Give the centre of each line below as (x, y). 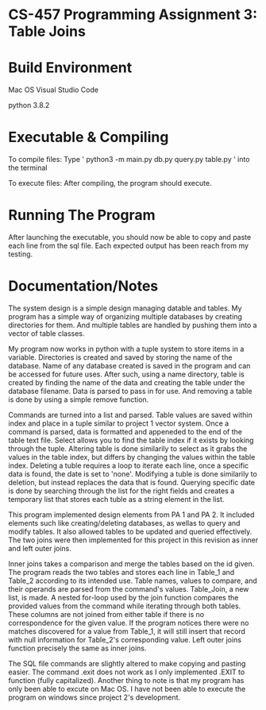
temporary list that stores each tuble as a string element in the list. (116, 499)
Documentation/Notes (83, 286)
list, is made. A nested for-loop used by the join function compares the (123, 597)
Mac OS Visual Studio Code (54, 90)
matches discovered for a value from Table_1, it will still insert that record (127, 631)
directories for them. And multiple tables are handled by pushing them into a (133, 325)
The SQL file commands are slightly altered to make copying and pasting (127, 663)
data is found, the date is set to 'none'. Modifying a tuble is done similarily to (133, 473)
